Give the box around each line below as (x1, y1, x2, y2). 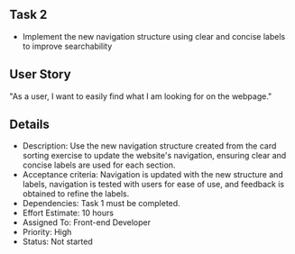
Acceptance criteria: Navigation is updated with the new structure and (22, 169, 284, 180)
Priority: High (22, 227, 72, 238)
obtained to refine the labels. (22, 188, 130, 199)
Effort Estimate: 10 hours (22, 207, 115, 219)
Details (9, 117, 50, 132)
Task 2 (9, 7, 48, 23)
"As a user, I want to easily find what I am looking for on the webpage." (9, 90, 272, 102)
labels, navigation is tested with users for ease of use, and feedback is (22, 179, 285, 190)
